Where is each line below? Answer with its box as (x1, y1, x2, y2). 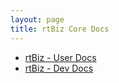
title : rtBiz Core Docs (10, 24, 110, 34)
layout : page (10, 14, 65, 25)
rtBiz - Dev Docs (24, 62, 94, 74)
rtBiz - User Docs (24, 51, 97, 63)
